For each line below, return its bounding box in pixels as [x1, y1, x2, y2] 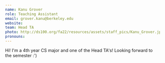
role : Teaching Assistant [5, 12, 58, 16]
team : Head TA [5, 25, 34, 30]
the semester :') [5, 52, 37, 58]
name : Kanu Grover [5, 7, 43, 12]
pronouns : [5, 34, 26, 39]
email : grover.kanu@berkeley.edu [5, 16, 74, 21]
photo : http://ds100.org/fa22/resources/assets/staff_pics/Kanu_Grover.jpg [5, 30, 164, 34]
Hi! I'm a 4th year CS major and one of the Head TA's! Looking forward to [5, 47, 153, 53]
